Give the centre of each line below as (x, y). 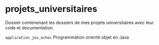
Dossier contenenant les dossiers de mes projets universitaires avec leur (79, 22)
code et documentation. (30, 27)
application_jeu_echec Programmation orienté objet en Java (67, 37)
